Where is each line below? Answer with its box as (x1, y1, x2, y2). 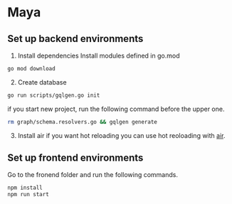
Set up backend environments (7, 33, 144, 45)
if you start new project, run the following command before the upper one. (7, 104, 225, 113)
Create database (17, 77, 67, 86)
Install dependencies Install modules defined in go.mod (17, 51, 180, 60)
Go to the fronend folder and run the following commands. (7, 171, 178, 179)
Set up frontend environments (7, 152, 144, 164)
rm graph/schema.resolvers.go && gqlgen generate (7, 118, 158, 125)
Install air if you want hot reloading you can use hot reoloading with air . (17, 131, 226, 139)
